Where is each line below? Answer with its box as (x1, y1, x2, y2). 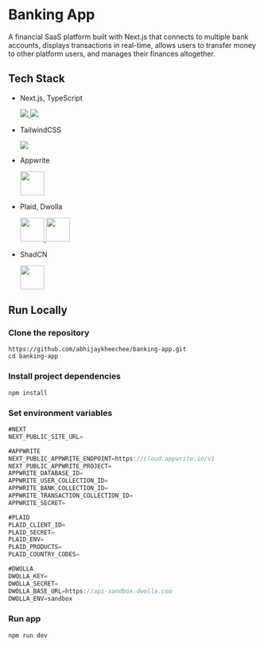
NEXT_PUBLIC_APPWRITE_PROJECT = (8, 462, 112, 470)
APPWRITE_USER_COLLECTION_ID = (8, 476, 109, 485)
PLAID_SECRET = (8, 528, 56, 536)
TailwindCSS (19, 125, 62, 135)
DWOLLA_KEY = (8, 572, 48, 580)
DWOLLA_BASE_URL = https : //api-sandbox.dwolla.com (8, 587, 173, 595)
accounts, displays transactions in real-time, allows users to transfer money (8, 40, 256, 49)
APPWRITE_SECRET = (8, 499, 66, 507)
